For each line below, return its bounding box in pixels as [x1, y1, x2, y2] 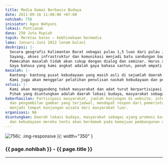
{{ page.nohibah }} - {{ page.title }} [5, 145, 92, 152]
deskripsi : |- [5, 45, 35, 50]
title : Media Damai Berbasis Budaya [5, 7, 81, 13]
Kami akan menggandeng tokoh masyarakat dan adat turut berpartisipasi [9, 86, 162, 92]
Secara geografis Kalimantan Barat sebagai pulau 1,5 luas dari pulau [9, 49, 160, 54]
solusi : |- [5, 82, 28, 87]
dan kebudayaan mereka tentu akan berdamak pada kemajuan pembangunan [9, 119, 160, 124]
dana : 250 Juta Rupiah [5, 31, 52, 36]
